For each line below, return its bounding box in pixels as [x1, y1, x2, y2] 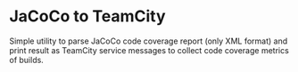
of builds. [9, 54, 45, 65]
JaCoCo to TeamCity [9, 6, 167, 27]
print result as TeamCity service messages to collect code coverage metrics [9, 44, 290, 55]
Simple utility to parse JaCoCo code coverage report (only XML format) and [9, 36, 288, 46]
